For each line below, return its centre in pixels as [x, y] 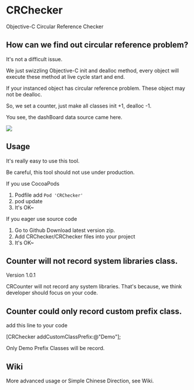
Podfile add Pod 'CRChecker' [49, 195]
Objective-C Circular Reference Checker [55, 26]
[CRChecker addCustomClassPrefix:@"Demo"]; [64, 337]
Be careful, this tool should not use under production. [70, 172]
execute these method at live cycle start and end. [66, 76]
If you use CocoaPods [33, 183]
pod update [28, 201]
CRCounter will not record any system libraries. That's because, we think [94, 287]
